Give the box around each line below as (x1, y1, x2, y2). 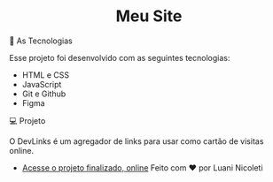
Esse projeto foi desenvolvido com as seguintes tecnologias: (9, 52, 230, 63)
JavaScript (21, 79, 62, 89)
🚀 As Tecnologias (9, 35, 73, 46)
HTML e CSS (21, 69, 70, 80)
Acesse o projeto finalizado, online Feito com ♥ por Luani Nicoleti (21, 162, 263, 173)
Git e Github (21, 88, 66, 99)
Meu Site (115, 6, 183, 27)
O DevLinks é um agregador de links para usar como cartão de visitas (9, 135, 264, 147)
